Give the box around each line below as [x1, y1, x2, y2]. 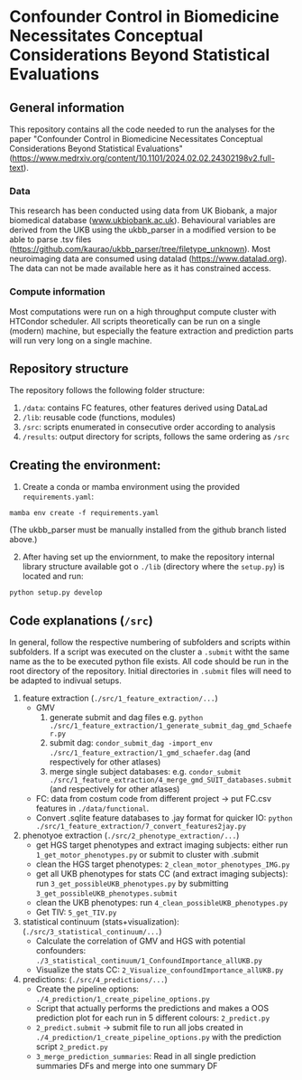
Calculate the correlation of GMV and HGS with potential [35, 935, 246, 946]
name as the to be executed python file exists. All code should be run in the [9, 656, 289, 667]
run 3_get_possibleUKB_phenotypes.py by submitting [35, 878, 229, 889]
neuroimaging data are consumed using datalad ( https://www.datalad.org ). [9, 253, 288, 264]
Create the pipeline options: [35, 983, 140, 995]
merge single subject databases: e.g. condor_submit [49, 766, 242, 777]
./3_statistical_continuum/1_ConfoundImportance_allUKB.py [35, 956, 263, 966]
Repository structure [9, 361, 129, 376]
